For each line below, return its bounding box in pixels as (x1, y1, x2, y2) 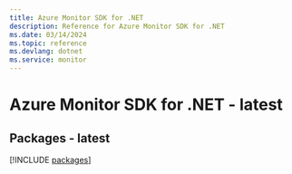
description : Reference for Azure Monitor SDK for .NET (9, 22, 225, 31)
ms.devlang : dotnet (9, 47, 83, 56)
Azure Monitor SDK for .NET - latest (9, 94, 284, 115)
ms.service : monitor (9, 55, 88, 64)
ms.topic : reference (9, 38, 88, 48)
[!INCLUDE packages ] (9, 155, 92, 165)
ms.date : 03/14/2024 (9, 30, 88, 39)
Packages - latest (9, 130, 111, 146)
